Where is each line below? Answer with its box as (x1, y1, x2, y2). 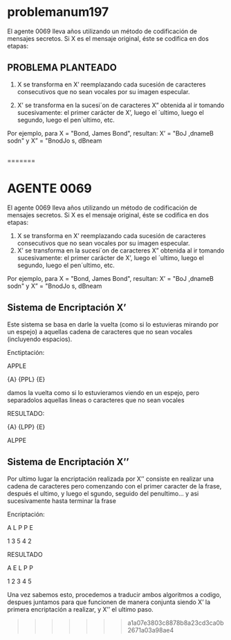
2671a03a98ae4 (127, 625, 174, 634)
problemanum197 (7, 4, 109, 20)
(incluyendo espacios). (7, 335, 73, 343)
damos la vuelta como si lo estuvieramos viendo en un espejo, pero (7, 388, 200, 396)
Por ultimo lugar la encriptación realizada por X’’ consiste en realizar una (7, 475, 214, 483)
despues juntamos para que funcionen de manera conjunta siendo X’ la (7, 598, 211, 606)
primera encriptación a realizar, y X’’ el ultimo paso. (7, 605, 154, 613)
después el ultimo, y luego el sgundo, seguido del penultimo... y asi (7, 489, 199, 497)
